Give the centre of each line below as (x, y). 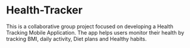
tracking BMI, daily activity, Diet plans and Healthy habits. (77, 39)
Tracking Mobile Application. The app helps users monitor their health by (95, 32)
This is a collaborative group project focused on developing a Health (90, 26)
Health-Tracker (45, 10)
